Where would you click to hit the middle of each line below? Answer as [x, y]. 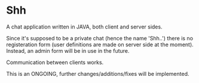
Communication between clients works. [55, 62]
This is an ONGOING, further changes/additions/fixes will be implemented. [98, 74]
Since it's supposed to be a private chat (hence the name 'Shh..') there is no [99, 38]
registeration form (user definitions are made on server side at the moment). [100, 44]
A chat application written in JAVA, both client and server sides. [84, 27]
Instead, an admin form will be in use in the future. [68, 50]
